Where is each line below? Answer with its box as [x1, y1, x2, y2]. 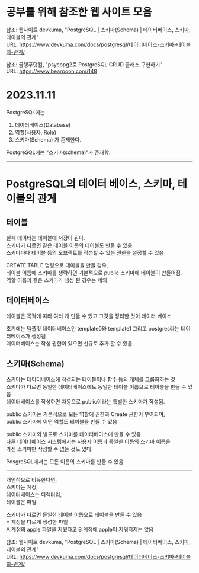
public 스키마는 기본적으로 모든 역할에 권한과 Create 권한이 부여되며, [6, 410, 165, 418]
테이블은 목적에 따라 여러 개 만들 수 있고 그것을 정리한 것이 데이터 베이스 [6, 312, 172, 319]
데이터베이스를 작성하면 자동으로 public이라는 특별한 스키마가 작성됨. [6, 398, 165, 405]
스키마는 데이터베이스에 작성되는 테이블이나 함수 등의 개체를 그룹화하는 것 [6, 376, 176, 383]
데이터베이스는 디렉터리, [6, 491, 62, 498]
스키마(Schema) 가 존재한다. [14, 136, 82, 143]
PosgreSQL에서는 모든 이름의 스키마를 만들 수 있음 [6, 457, 124, 465]
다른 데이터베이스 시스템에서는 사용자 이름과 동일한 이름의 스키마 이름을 [6, 438, 171, 445]
